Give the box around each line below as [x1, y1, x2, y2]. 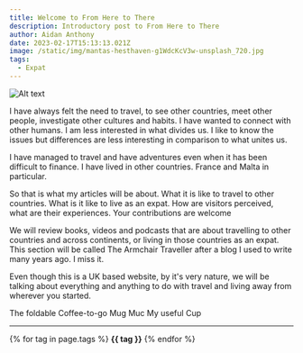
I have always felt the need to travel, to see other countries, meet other [9, 105, 273, 116]
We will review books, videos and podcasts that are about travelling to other [9, 224, 291, 235]
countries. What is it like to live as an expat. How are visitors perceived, [9, 197, 274, 208]
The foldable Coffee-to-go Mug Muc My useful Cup [9, 307, 201, 318]
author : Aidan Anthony [9, 30, 95, 39]
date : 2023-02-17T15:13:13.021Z [9, 38, 131, 48]
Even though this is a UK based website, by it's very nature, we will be [9, 271, 270, 282]
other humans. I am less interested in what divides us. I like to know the [9, 124, 274, 135]
